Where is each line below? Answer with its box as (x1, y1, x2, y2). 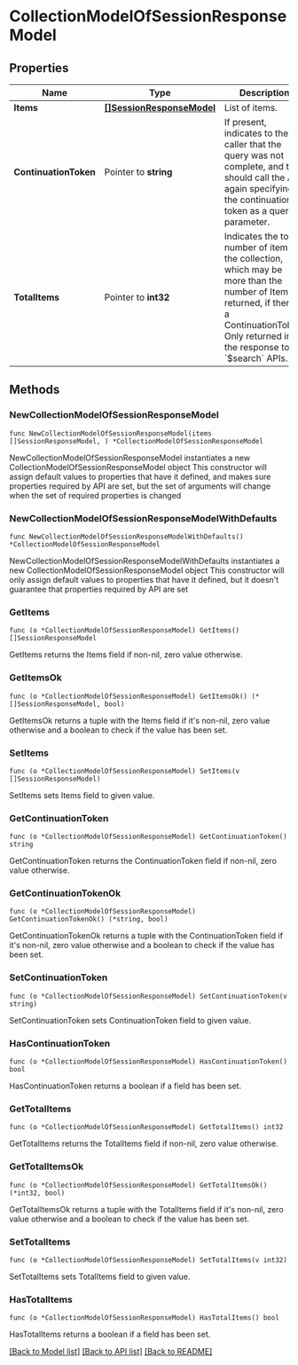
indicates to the (223, 127, 289, 139)
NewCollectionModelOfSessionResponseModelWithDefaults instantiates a (9, 555, 280, 566)
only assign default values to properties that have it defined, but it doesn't (9, 574, 279, 584)
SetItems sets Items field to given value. (9, 789, 155, 800)
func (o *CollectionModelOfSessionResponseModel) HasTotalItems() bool (9, 1314, 279, 1322)
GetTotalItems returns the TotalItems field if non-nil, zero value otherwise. (9, 1138, 278, 1149)
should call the (223, 171, 286, 184)
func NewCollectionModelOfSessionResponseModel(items (9, 428, 213, 438)
